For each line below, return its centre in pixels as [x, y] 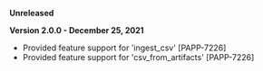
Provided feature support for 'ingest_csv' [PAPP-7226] [124, 48]
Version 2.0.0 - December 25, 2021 [77, 30]
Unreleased [32, 13]
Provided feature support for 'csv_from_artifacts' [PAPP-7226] [138, 57]
